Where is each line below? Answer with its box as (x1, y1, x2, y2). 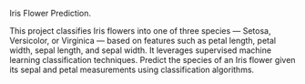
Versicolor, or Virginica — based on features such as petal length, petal (9, 36, 276, 46)
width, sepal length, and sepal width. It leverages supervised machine (9, 45, 271, 56)
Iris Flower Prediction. (9, 8, 92, 18)
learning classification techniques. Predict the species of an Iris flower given (9, 55, 296, 65)
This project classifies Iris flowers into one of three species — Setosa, (9, 26, 271, 36)
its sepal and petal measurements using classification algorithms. (9, 64, 255, 75)
